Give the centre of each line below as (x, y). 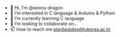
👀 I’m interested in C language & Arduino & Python (63, 13)
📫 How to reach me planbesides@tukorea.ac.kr (60, 29)
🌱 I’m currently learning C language (47, 18)
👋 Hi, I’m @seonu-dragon (36, 8)
